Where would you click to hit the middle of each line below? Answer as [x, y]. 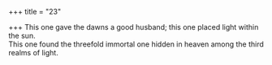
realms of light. [33, 53]
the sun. [22, 36]
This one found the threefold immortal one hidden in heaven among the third [136, 44]
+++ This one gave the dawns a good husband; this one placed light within [134, 27]
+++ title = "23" [35, 12]
